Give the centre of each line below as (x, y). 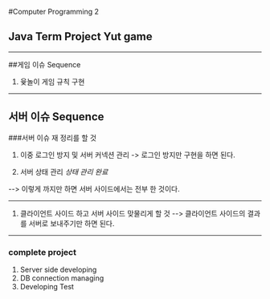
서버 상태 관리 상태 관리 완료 (64, 172)
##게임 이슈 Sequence (45, 64)
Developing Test (47, 286)
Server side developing (58, 269)
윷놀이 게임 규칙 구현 (52, 81)
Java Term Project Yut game (80, 36)
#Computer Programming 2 (53, 12)
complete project (42, 252)
